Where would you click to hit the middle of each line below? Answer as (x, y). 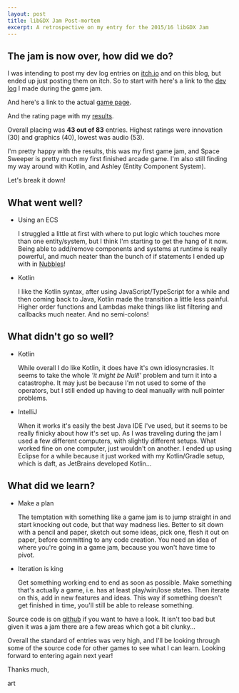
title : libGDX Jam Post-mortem (54, 21)
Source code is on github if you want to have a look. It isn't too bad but (111, 619)
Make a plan (36, 503)
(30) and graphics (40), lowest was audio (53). (76, 138)
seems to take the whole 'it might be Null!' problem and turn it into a (117, 375)
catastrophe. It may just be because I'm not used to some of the (112, 383)
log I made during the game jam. (55, 88)
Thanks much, (29, 669)
